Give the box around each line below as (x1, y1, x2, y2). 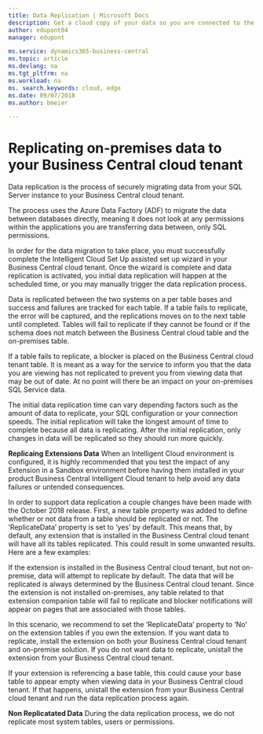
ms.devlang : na (8, 62, 58, 71)
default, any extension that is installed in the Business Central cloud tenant (8, 531, 250, 541)
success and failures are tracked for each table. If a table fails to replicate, (8, 303, 248, 313)
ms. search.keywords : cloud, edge (8, 84, 122, 92)
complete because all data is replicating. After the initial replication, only (8, 425, 241, 435)
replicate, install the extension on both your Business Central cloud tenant (8, 637, 247, 646)
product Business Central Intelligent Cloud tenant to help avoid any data (8, 474, 241, 483)
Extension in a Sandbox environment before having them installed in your (8, 465, 245, 475)
